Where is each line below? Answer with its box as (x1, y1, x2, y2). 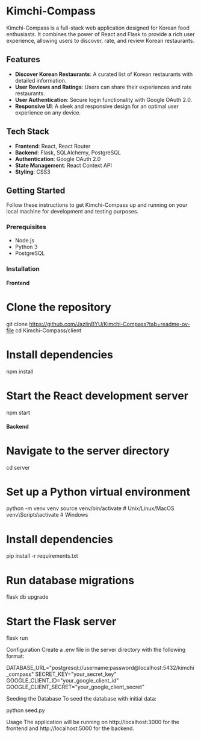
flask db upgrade (6, 593, 49, 601)
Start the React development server (6, 389, 188, 403)
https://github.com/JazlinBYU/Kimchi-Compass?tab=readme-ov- (29, 321, 191, 328)
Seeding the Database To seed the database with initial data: (6, 695, 156, 702)
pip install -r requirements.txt (6, 552, 78, 560)
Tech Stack (6, 127, 49, 137)
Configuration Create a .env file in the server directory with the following (6, 646, 186, 654)
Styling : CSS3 (14, 168, 51, 175)
